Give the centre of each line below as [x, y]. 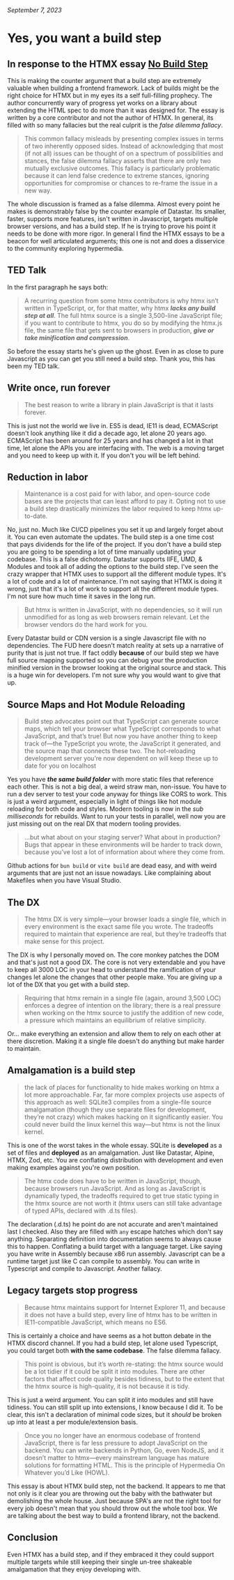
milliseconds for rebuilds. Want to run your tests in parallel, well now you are [117, 816]
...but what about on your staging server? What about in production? [122, 837]
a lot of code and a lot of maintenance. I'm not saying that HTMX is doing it [115, 582]
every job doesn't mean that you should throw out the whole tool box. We [112, 1508]
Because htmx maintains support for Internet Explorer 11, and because [125, 1307]
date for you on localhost [60, 766]
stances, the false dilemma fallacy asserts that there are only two [117, 161]
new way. [38, 190]
